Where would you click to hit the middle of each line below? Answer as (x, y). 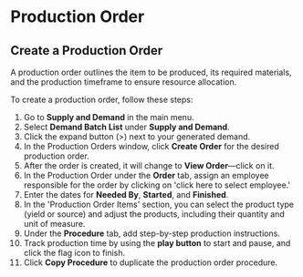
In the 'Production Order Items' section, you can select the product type (159, 204)
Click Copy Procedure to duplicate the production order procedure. (150, 262)
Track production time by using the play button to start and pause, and (157, 243)
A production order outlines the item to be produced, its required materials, (151, 72)
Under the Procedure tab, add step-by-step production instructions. (152, 233)
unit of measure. (54, 224)
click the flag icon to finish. (74, 253)
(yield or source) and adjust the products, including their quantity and (154, 214)
